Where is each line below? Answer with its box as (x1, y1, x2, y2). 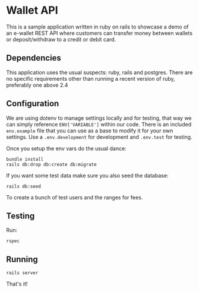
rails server (6, 270, 39, 276)
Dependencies (6, 53, 61, 63)
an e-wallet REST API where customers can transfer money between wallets (6, 29, 193, 36)
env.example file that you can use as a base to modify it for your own (6, 127, 173, 134)
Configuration (6, 99, 59, 109)
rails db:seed (6, 183, 42, 189)
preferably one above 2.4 (6, 81, 68, 88)
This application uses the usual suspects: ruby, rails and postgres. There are (6, 69, 193, 76)
